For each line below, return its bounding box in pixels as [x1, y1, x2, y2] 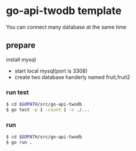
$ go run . [6, 139, 33, 145]
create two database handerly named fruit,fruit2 [14, 73, 130, 80]
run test [6, 88, 29, 96]
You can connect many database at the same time [6, 23, 127, 30]
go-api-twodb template [6, 4, 122, 18]
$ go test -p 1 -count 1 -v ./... [6, 107, 90, 112]
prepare [6, 40, 36, 50]
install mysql [6, 56, 36, 63]
